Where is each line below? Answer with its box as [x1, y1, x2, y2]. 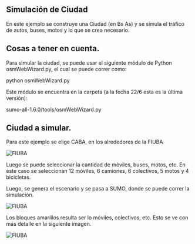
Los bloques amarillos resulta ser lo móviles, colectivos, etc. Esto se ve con [6, 214, 189, 221]
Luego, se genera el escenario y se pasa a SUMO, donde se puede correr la [6, 185, 190, 192]
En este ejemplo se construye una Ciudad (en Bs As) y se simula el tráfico [6, 20, 185, 27]
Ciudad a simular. [6, 123, 72, 133]
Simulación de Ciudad [6, 5, 88, 15]
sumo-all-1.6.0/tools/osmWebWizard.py [6, 106, 102, 113]
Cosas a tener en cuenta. [6, 44, 100, 54]
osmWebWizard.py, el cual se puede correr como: [6, 65, 127, 72]
